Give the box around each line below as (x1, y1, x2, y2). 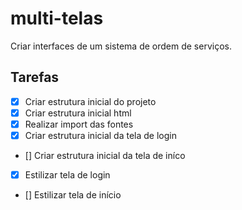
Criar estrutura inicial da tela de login (24, 129, 177, 141)
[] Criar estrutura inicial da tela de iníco (24, 150, 186, 161)
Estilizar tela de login (24, 169, 111, 181)
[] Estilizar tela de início (24, 189, 122, 201)
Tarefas (10, 69, 60, 86)
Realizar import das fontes (24, 118, 134, 130)
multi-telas (10, 7, 104, 30)
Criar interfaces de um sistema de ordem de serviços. (10, 40, 232, 52)
